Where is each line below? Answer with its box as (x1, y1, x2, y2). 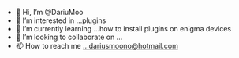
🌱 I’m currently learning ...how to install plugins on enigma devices (15, 24, 231, 33)
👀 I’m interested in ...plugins (15, 16, 106, 25)
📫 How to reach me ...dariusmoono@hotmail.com (15, 42, 179, 50)
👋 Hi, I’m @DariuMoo (15, 8, 84, 16)
